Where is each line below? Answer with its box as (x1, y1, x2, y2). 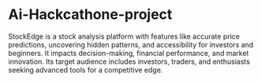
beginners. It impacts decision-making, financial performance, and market (8, 48, 249, 58)
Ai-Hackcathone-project (8, 6, 173, 24)
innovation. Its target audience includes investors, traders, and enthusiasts (8, 57, 251, 66)
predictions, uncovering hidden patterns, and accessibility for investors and (8, 39, 254, 49)
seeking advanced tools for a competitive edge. (8, 65, 163, 74)
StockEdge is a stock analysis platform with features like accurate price (8, 32, 240, 41)
